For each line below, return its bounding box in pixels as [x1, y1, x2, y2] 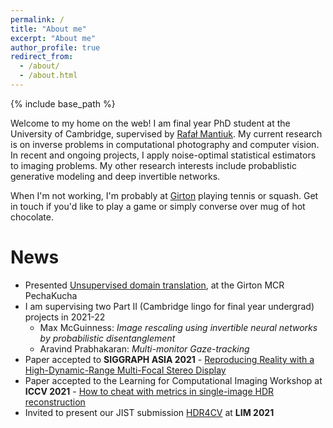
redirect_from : [10, 52, 74, 62]
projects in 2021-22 [24, 311, 106, 323]
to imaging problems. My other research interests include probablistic [10, 159, 297, 171]
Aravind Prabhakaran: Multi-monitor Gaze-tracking [39, 342, 250, 355]
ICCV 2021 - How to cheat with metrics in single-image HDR [24, 385, 275, 397]
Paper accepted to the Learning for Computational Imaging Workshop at [24, 374, 323, 386]
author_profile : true [10, 42, 101, 53]
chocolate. [10, 211, 54, 223]
